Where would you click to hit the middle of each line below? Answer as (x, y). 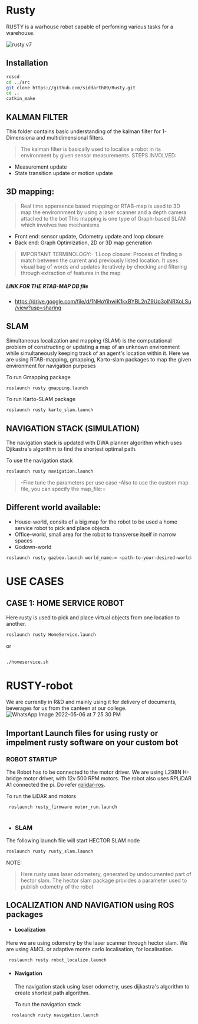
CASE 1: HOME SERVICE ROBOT (65, 603)
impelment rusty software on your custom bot (92, 742)
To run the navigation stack (48, 1004)
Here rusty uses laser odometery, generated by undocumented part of (106, 874)
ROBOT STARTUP (32, 759)
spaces (24, 540)
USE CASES (35, 581)
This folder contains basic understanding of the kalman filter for (83, 131)
